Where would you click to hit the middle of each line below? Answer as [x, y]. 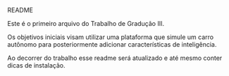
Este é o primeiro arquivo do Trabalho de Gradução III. [86, 23]
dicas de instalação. [36, 65]
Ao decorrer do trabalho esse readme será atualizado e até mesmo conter [115, 58]
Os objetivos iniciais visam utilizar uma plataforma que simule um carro [110, 37]
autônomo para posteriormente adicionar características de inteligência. [112, 44]
